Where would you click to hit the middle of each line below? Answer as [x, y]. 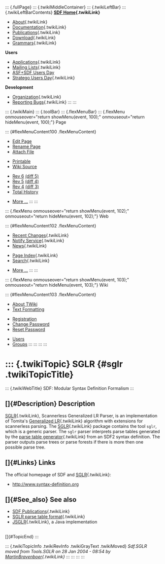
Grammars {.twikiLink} [34, 43]
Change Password [31, 324]
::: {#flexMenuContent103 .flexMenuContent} [51, 295]
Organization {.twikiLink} [37, 97]
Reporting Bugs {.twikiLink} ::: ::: [44, 102]
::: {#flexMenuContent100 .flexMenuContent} [51, 132]
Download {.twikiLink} [34, 38]
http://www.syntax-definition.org [45, 484]
